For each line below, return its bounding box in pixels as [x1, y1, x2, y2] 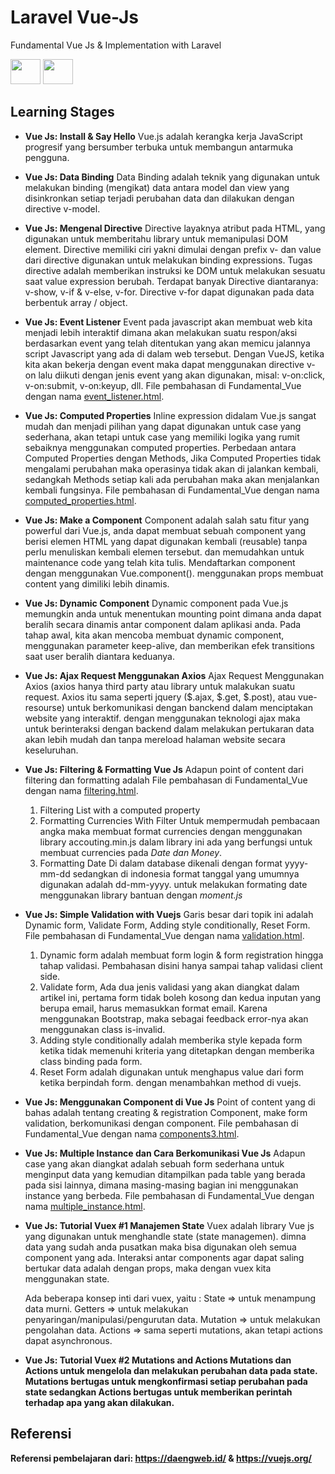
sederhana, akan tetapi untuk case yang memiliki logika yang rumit [24, 431, 300, 443]
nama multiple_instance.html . [24, 1200, 146, 1212]
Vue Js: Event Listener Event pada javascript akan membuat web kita [24, 316, 313, 328]
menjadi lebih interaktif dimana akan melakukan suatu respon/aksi [24, 326, 298, 338]
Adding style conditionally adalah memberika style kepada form [39, 1034, 303, 1046]
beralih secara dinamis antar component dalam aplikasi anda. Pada [24, 618, 302, 630]
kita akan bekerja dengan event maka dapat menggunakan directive [24, 358, 305, 370]
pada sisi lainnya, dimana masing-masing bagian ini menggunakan [24, 1179, 299, 1191]
